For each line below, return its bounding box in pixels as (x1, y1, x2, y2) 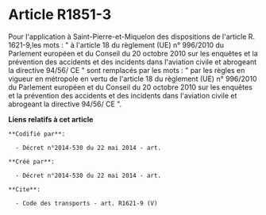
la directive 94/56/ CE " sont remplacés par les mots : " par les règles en (8, 65, 245, 75)
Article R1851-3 (8, 6, 112, 24)
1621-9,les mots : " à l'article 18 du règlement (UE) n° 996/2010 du (8, 40, 225, 49)
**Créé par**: (8, 157, 56, 166)
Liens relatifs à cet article (8, 114, 94, 124)
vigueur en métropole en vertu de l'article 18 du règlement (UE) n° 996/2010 (8, 74, 257, 83)
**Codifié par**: (8, 129, 66, 138)
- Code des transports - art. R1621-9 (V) (15, 199, 158, 207)
